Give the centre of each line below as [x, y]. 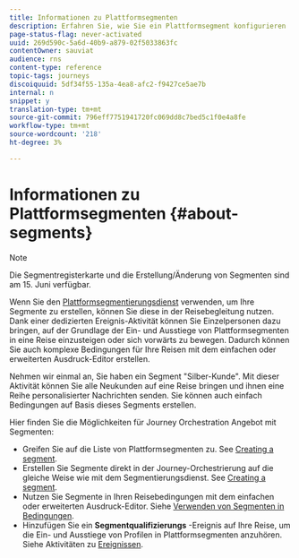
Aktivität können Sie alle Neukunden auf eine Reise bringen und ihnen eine [147, 385]
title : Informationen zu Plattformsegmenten [94, 17]
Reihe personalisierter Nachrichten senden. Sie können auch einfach [136, 395]
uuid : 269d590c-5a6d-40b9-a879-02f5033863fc [94, 43]
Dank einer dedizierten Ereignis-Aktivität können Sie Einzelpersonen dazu [145, 321]
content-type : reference [56, 68]
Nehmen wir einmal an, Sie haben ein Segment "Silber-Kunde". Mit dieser [145, 376]
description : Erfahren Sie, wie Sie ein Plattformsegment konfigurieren [148, 26]
